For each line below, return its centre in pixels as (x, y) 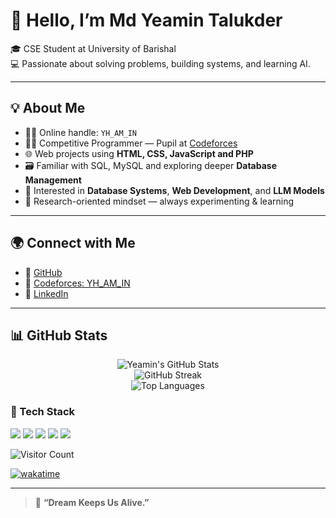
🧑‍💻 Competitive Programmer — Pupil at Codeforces (131, 143)
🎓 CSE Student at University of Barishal (93, 48)
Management (53, 180)
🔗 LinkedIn (46, 293)
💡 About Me (48, 108)
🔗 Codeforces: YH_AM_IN (77, 283)
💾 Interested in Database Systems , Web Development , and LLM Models (174, 190)
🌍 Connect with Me (73, 243)
